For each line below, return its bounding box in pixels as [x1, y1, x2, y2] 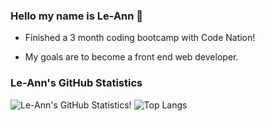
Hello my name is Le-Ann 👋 [10, 9, 144, 23]
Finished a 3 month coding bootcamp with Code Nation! [24, 32, 256, 44]
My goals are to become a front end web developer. [24, 51, 239, 63]
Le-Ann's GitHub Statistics [10, 76, 143, 90]
